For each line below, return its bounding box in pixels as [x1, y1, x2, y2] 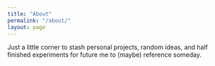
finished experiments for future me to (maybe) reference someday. [7, 50, 202, 59]
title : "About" [7, 10, 52, 18]
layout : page [7, 23, 46, 31]
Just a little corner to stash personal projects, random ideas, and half [7, 43, 209, 52]
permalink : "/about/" [7, 17, 71, 24]
